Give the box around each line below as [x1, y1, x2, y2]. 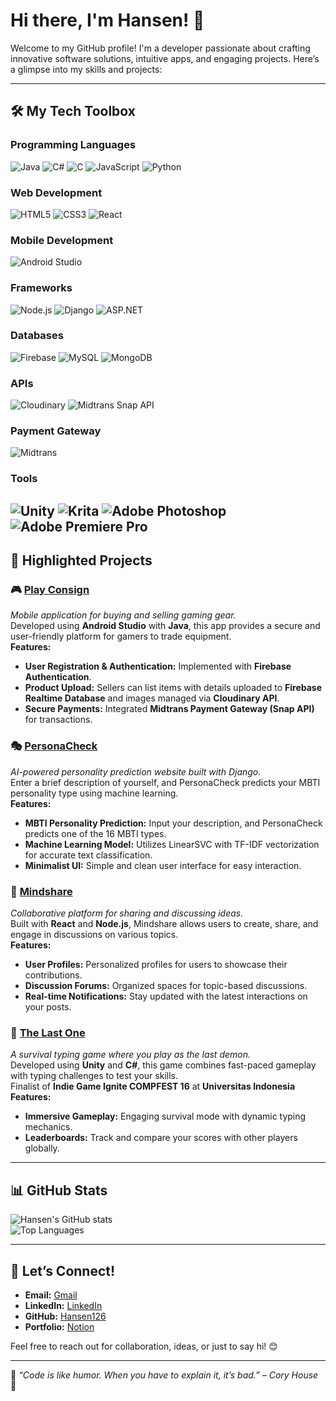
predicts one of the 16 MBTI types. [24, 827, 167, 839]
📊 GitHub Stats [10, 1182, 108, 1199]
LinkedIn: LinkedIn [24, 1299, 103, 1311]
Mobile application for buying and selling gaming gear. [10, 609, 237, 621]
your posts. [24, 1001, 72, 1013]
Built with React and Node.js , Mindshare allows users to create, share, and [10, 918, 319, 929]
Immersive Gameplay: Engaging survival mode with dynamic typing [24, 1110, 307, 1123]
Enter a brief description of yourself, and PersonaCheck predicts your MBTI [10, 776, 321, 788]
